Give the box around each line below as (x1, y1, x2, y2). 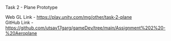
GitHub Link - (5, 20, 34, 25)
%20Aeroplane (5, 30, 37, 36)
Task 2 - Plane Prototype (5, 5, 58, 10)
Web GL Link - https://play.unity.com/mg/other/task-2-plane (5, 14, 132, 20)
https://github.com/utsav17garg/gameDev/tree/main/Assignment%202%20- (5, 25, 166, 31)
